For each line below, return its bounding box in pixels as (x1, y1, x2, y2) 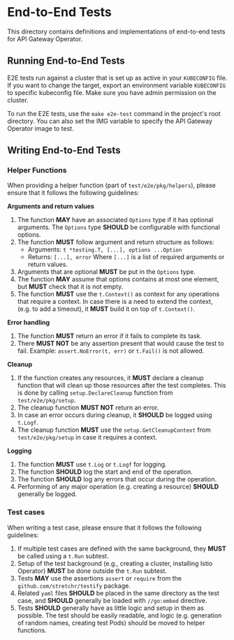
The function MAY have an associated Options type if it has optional (17, 216, 214, 224)
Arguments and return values (7, 202, 94, 210)
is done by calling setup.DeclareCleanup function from (17, 388, 173, 397)
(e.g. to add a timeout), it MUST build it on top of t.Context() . (17, 305, 196, 313)
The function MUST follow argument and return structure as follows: (17, 238, 214, 247)
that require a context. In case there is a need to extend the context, (17, 298, 213, 306)
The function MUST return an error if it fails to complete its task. (17, 332, 203, 340)
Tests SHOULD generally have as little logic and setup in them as (17, 604, 205, 612)
